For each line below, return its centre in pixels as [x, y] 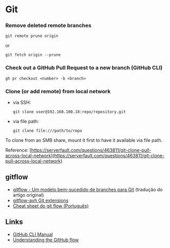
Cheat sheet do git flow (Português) [51, 205]
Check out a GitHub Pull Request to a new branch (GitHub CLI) [84, 68]
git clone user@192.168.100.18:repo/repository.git [69, 112]
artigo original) [28, 195]
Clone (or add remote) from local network [58, 91]
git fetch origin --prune [33, 55]
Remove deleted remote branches [48, 26]
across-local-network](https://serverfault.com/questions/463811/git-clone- [85, 156]
